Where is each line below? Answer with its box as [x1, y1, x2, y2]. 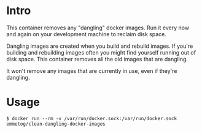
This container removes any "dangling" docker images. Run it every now [6, 24, 189, 31]
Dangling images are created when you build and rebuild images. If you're [6, 42, 193, 50]
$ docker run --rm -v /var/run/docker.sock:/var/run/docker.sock [6, 115, 177, 121]
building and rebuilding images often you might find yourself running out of [6, 48, 196, 56]
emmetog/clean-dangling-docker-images [6, 121, 106, 127]
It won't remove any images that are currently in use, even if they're [6, 67, 177, 74]
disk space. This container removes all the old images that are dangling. [6, 55, 188, 63]
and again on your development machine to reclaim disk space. [6, 30, 167, 37]
